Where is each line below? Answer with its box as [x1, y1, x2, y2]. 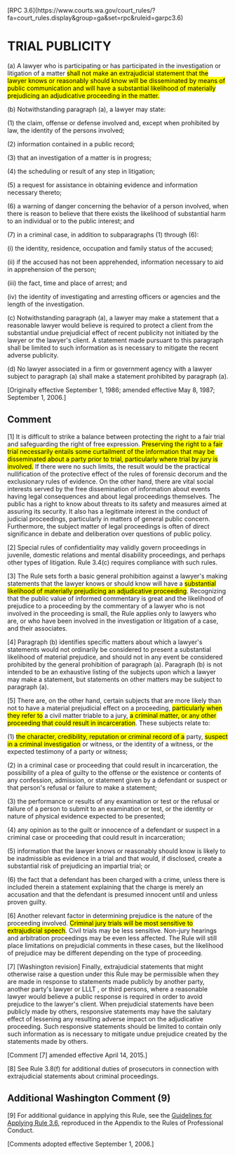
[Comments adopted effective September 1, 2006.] [7, 1140, 154, 1148]
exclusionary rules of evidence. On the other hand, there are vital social [7, 477, 214, 486]
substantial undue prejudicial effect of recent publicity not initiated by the [7, 328, 219, 336]
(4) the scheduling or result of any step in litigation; [7, 167, 156, 175]
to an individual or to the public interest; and [7, 217, 135, 225]
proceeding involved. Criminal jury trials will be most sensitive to [7, 919, 194, 927]
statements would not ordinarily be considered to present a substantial [7, 645, 212, 653]
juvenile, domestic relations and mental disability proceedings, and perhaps [7, 550, 226, 559]
